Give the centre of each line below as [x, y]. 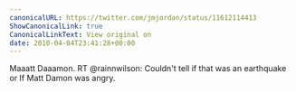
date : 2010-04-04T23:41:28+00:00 [72, 43]
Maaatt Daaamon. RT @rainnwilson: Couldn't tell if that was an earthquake [148, 69]
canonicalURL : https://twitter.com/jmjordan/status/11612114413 [133, 18]
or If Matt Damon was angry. [62, 78]
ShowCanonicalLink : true [56, 26]
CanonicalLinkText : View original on [81, 34]
